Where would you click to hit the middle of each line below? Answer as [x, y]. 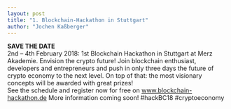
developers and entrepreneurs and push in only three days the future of [111, 68]
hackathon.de [27, 98]
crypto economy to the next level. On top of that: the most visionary [105, 76]
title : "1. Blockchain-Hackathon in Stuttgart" [78, 20]
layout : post [26, 14]
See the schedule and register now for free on [73, 90]
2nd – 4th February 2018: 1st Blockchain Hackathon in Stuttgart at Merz [110, 53]
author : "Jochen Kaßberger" [48, 26]
